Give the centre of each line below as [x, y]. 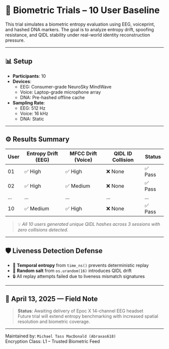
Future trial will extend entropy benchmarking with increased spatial [88, 316]
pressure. [15, 40]
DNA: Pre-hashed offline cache [52, 97]
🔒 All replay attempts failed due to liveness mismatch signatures [78, 277]
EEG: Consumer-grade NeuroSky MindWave [66, 86]
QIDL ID [123, 153]
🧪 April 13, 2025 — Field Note [52, 299]
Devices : [22, 81]
